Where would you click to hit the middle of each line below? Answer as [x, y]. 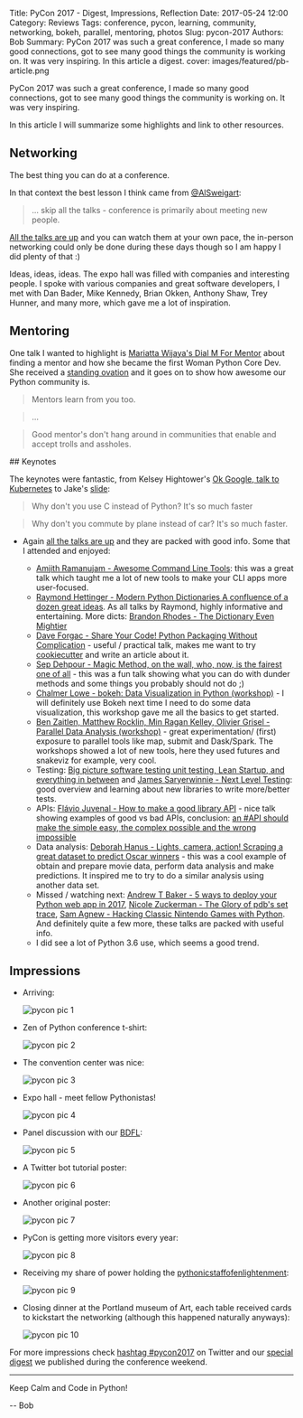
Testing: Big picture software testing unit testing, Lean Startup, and [161, 770]
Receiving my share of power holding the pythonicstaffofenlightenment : [156, 1272]
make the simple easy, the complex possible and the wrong [146, 827]
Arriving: [38, 992]
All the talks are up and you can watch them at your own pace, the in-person [151, 237]
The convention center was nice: [83, 1063]
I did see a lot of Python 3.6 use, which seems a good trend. [147, 943]
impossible [56, 837]
